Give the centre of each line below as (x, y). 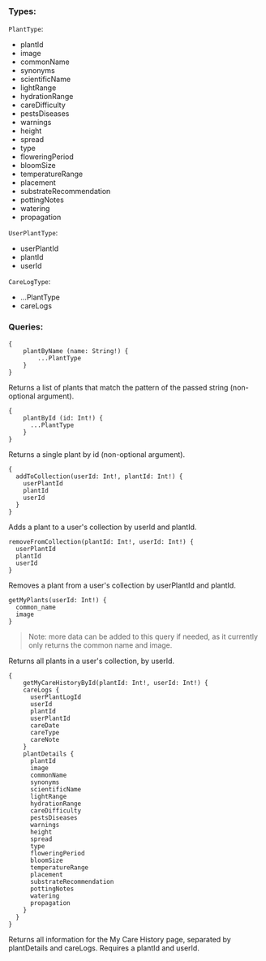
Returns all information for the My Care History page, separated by (120, 939)
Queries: (26, 327)
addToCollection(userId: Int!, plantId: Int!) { (99, 476)
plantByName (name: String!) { (76, 351)
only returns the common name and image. (100, 645)
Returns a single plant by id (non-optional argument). (97, 454)
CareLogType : (30, 282)
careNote (45, 739)
